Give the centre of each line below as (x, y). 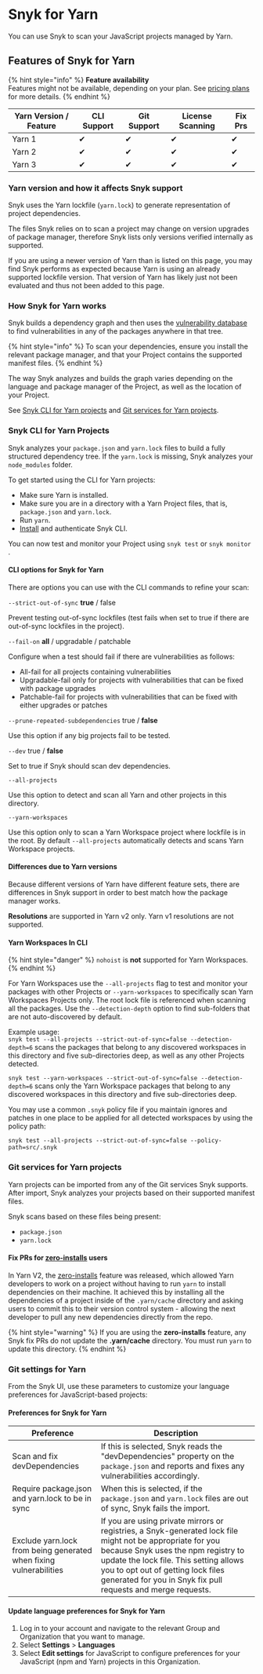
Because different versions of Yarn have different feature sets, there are (124, 884)
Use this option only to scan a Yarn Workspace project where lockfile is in (127, 832)
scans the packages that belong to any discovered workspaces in (141, 1047)
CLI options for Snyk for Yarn (56, 570)
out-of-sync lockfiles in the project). (67, 626)
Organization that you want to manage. (82, 1637)
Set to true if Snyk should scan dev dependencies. (89, 766)
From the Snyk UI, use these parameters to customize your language (119, 1387)
